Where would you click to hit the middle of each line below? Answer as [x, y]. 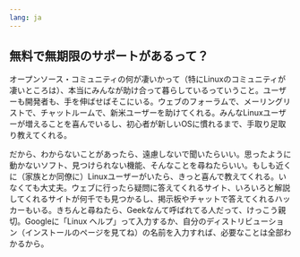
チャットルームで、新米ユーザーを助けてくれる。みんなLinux [152, 113]
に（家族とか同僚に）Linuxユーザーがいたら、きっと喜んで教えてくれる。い [148, 176]
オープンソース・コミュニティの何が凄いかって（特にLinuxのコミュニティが [148, 79]
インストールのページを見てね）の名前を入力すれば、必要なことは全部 [154, 233]
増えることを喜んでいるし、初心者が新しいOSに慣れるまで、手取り [148, 124]
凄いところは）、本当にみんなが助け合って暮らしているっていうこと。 [137, 90]
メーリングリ [267, 102]
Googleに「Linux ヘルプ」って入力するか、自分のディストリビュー [146, 221]
